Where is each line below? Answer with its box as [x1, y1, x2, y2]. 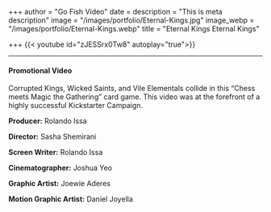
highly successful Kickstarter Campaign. [8, 101, 144, 110]
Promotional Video [8, 65, 73, 75]
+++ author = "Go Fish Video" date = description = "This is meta [8, 7, 223, 16]
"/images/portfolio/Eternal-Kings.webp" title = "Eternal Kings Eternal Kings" [8, 24, 260, 33]
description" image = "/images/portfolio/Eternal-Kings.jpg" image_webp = [8, 15, 255, 25]
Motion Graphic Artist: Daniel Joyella [8, 194, 133, 204]
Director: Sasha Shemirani [8, 132, 97, 142]
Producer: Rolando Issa [8, 116, 87, 126]
